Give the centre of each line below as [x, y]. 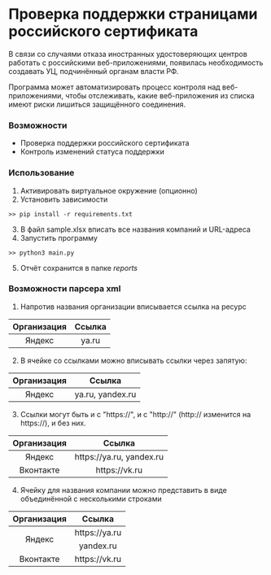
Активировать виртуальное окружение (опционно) [109, 190]
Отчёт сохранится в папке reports [79, 268]
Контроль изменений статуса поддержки [92, 152]
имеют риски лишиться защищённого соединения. [97, 104]
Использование [42, 173]
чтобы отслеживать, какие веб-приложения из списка [160, 95]
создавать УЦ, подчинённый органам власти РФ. [94, 71]
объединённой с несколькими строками [91, 499]
